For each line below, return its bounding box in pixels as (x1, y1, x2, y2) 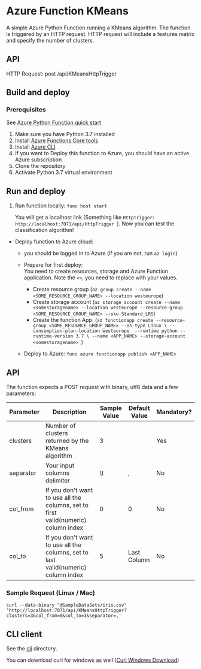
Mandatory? (156, 408, 192, 416)
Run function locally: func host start (14, 202, 108, 209)
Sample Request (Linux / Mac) (6, 589, 96, 597)
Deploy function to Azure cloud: (14, 238, 94, 245)
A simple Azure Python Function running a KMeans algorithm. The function (6, 24, 191, 31)
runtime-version (32, 333, 74, 339)
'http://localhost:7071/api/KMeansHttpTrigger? (6, 607, 127, 614)
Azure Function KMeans (6, 4, 129, 18)
